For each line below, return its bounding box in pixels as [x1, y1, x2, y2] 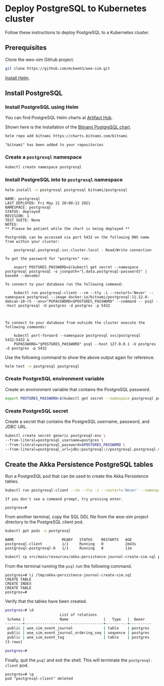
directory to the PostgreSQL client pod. [5, 519, 84, 525]
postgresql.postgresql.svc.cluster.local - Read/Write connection [14, 248, 152, 252]
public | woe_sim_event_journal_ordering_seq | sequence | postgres [7, 630, 150, 635]
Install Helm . [5, 75, 30, 81]
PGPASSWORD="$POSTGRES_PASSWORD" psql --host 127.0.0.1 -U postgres [14, 341, 156, 347]
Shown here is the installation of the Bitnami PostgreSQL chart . [5, 124, 132, 130]
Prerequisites [5, 43, 47, 52]
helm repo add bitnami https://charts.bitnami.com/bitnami [5, 134, 128, 139]
